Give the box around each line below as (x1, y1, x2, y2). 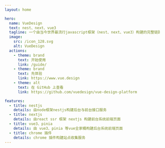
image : (9, 35, 23, 39)
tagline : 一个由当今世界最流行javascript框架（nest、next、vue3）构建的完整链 (9, 30, 158, 35)
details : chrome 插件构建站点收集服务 (13, 135, 86, 140)
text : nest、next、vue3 (9, 25, 56, 30)
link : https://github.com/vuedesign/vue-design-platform (17, 89, 137, 94)
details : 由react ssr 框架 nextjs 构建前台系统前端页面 (13, 117, 121, 122)
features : (4, 98, 25, 104)
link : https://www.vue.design (17, 76, 80, 81)
